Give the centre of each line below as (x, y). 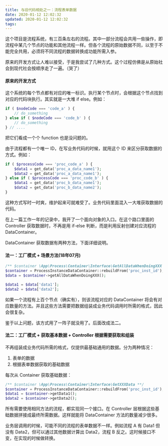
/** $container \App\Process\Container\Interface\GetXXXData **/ (74, 384)
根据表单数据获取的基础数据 (41, 364)
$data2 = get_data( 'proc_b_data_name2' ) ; (58, 188)
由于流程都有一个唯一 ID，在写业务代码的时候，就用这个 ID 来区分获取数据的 (84, 148)
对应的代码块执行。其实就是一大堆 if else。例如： (56, 99)
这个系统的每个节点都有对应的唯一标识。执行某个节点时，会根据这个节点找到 (84, 93)
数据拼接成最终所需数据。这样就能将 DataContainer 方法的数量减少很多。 (84, 415)
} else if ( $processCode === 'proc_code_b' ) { (57, 178)
